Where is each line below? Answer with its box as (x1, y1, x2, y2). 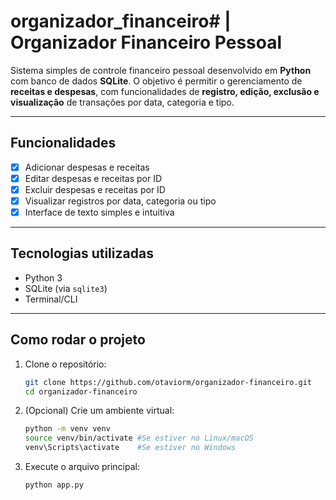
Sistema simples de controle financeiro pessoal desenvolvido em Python (10, 64, 312, 76)
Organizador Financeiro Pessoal (10, 31, 283, 54)
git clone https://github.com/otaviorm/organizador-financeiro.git (24, 377, 312, 387)
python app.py (24, 480, 84, 490)
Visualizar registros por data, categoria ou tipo (24, 195, 217, 207)
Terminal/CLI (24, 293, 78, 305)
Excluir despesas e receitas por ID (24, 183, 166, 195)
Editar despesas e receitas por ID (24, 172, 163, 184)
